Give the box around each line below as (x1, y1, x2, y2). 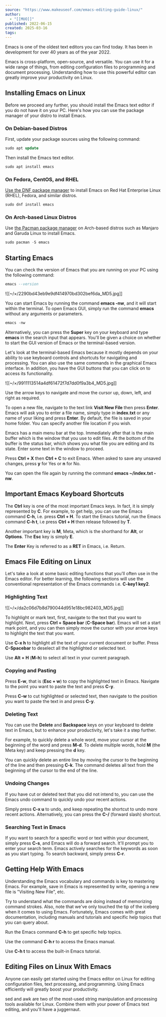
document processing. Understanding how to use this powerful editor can (5, 69, 156, 75)
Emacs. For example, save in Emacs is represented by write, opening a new (5, 883, 159, 889)
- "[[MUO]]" (9, 16, 35, 21)
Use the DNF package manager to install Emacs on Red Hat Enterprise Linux (5, 187, 161, 193)
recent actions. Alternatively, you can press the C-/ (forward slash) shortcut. (5, 811, 161, 817)
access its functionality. (5, 370, 54, 376)
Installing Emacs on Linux (5, 89, 86, 97)
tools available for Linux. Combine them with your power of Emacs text (5, 1001, 150, 1007)
